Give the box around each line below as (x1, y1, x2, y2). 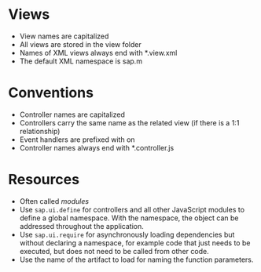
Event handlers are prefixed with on (19, 135, 135, 144)
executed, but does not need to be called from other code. (19, 246, 210, 256)
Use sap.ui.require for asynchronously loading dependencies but (19, 230, 235, 239)
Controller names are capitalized (19, 110, 126, 119)
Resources (8, 171, 80, 189)
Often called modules (19, 196, 89, 205)
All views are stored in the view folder (19, 39, 142, 49)
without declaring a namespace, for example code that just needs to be (19, 238, 251, 248)
